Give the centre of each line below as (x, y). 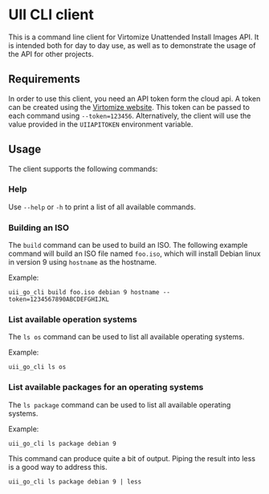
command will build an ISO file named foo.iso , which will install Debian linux (134, 253)
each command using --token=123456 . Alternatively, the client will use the (130, 115)
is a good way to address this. (58, 467)
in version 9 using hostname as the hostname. (83, 262)
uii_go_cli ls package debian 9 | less (75, 482)
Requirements (44, 79)
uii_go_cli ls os (37, 367)
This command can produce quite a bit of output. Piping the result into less (132, 458)
